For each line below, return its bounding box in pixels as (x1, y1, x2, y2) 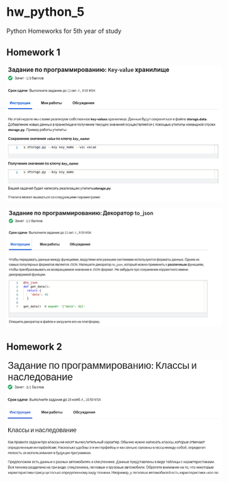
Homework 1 (6, 47, 61, 58)
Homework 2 (6, 341, 62, 352)
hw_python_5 (6, 4, 85, 20)
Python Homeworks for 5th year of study (6, 27, 122, 35)
